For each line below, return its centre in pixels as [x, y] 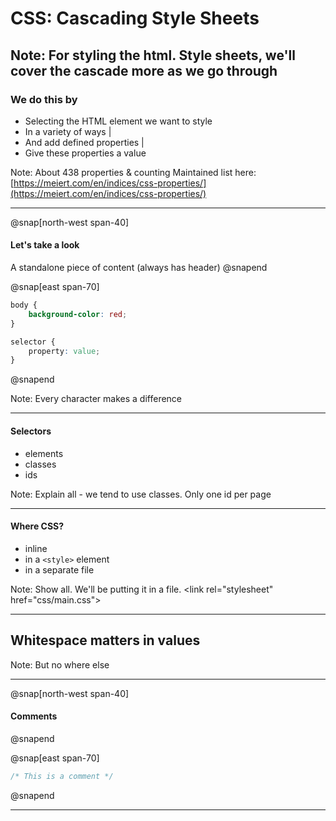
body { [24, 305]
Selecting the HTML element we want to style [118, 121]
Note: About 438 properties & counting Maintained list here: [133, 172]
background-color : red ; [78, 314]
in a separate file [59, 569]
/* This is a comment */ [62, 776]
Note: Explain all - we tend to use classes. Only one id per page [141, 494]
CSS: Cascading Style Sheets [135, 18]
